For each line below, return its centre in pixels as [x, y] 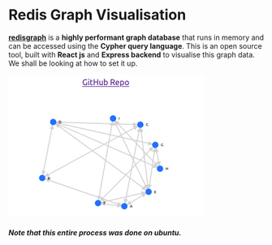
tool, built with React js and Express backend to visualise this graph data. [132, 54]
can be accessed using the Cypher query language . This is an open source [135, 45]
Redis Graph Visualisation [97, 15]
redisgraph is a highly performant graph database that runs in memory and [136, 37]
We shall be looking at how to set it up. [73, 63]
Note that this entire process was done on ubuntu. [95, 232]
